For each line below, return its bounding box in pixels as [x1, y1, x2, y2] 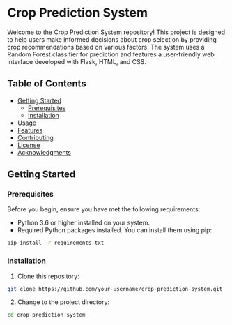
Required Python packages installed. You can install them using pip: [17, 226, 212, 234]
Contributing [17, 133, 54, 142]
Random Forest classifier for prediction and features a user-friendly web [7, 50, 215, 59]
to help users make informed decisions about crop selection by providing [7, 35, 217, 43]
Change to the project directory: [17, 298, 110, 306]
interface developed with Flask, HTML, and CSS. [7, 57, 146, 66]
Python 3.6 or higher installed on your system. [17, 218, 150, 227]
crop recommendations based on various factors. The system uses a [7, 43, 205, 51]
